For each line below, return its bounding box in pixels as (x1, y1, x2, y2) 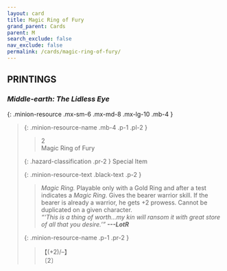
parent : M (7, 29, 36, 36)
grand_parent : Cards (7, 23, 67, 30)
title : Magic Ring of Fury (7, 16, 84, 23)
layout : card (7, 10, 45, 17)
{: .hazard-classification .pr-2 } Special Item (23, 157, 147, 165)
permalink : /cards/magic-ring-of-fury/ (7, 49, 121, 56)
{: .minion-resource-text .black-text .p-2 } (23, 170, 142, 178)
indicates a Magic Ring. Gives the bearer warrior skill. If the (40, 191, 208, 199)
